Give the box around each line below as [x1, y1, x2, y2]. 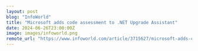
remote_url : [6, 36, 35, 42]
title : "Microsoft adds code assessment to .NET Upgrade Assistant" [6, 19, 178, 25]
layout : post [6, 8, 38, 15]
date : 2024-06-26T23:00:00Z [6, 25, 75, 31]
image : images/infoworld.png [6, 30, 78, 36]
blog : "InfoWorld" [6, 14, 51, 20]
